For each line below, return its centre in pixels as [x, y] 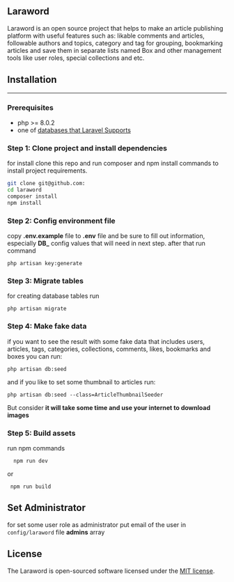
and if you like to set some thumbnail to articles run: [81, 382]
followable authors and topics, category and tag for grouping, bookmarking [115, 43]
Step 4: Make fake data [47, 327]
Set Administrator [46, 508]
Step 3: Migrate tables [45, 281]
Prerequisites [30, 107]
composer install [32, 196]
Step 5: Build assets [41, 433]
